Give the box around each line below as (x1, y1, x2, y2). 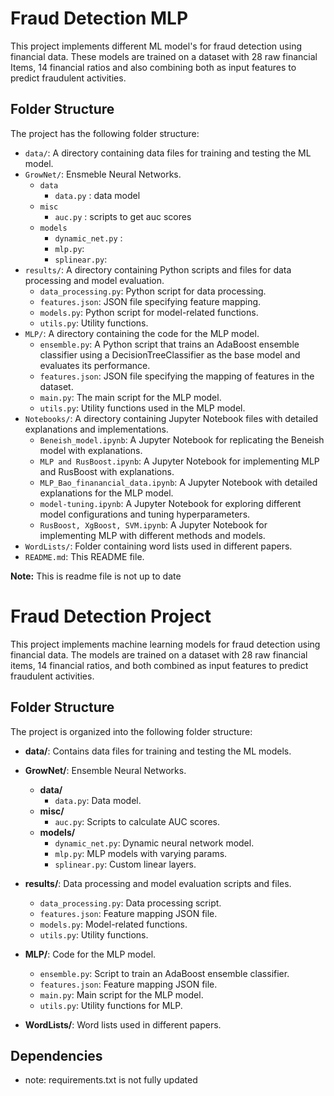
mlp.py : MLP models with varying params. (54, 847, 228, 859)
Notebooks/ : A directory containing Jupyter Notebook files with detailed (24, 412, 319, 424)
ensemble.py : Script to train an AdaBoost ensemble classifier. (39, 967, 290, 979)
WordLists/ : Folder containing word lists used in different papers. (24, 540, 293, 552)
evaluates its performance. (39, 359, 151, 371)
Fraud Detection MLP (10, 7, 189, 30)
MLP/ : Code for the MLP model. (24, 948, 157, 960)
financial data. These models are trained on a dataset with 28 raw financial (10, 50, 318, 62)
